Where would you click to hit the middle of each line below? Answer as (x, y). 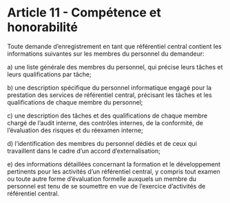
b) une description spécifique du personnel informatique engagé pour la (109, 87)
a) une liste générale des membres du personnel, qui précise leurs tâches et (115, 67)
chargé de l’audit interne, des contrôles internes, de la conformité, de (105, 122)
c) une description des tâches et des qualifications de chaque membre (107, 116)
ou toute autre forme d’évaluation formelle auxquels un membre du (102, 179)
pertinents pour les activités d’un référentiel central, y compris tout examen (114, 171)
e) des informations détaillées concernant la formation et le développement (114, 164)
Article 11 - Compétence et (84, 13)
